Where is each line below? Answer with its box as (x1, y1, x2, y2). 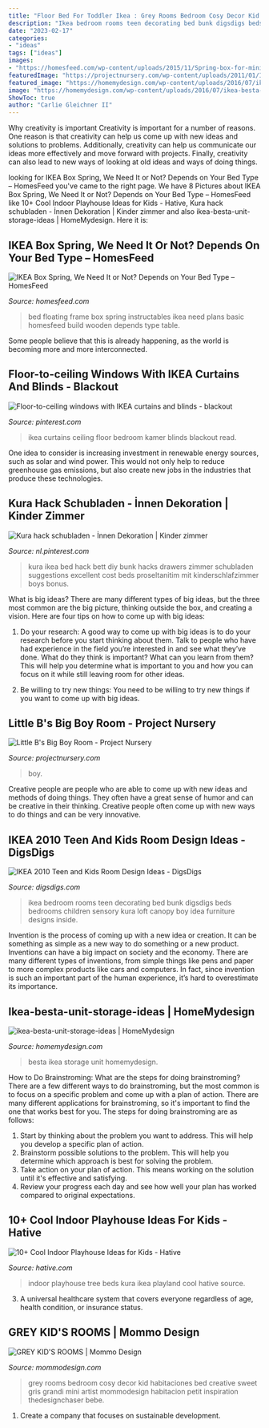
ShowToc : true (8, 94, 56, 102)
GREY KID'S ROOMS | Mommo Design (8, 1325, 200, 1339)
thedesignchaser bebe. (27, 1395, 105, 1405)
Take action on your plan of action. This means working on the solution (19, 1165, 255, 1174)
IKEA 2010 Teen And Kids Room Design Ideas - (8, 833, 246, 846)
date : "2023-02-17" (8, 26, 74, 34)
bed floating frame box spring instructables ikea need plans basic (27, 312, 245, 321)
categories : (8, 34, 48, 42)
